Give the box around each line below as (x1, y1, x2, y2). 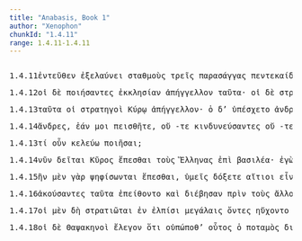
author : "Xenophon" (9, 22, 83, 31)
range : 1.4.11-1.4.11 (9, 38, 91, 48)
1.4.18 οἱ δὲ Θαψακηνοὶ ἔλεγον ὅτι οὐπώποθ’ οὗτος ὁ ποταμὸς (9, 222, 280, 233)
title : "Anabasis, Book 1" (9, 13, 111, 22)
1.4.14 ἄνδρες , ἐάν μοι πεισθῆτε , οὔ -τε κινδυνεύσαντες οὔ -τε (9, 121, 294, 131)
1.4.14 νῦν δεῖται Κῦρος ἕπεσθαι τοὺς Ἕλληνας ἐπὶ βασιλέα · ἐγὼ (9, 155, 294, 165)
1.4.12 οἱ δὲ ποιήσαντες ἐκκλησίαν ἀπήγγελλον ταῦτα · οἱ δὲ (9, 87, 276, 98)
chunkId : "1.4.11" (9, 30, 78, 39)
